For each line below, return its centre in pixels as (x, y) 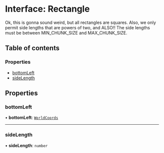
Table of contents (32, 48)
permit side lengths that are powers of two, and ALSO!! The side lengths (78, 27)
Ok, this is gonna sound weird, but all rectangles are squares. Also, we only (81, 22)
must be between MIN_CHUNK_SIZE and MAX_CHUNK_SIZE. (66, 33)
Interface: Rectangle (48, 9)
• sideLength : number (26, 145)
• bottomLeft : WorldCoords (32, 117)
